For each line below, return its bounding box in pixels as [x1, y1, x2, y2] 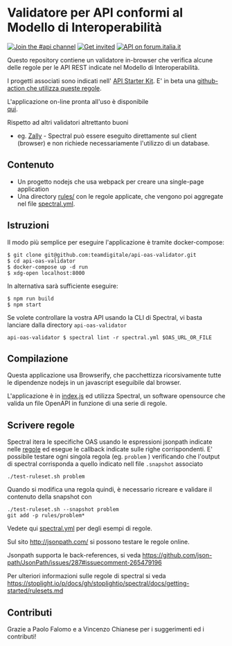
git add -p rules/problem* [7, 512, 85, 519]
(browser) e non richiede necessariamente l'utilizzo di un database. [17, 138, 210, 147]
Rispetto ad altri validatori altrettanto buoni [7, 118, 129, 126]
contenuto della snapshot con [7, 493, 92, 501]
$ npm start [7, 301, 42, 308]
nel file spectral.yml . [17, 199, 75, 208]
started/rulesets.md [7, 586, 64, 595]
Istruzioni [7, 219, 50, 231]
